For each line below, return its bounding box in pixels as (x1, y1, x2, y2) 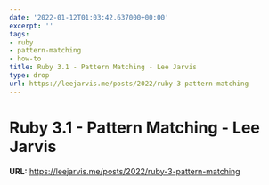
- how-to (9, 54, 42, 63)
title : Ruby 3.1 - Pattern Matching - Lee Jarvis (9, 63, 198, 72)
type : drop (9, 71, 50, 80)
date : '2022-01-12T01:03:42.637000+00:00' (9, 12, 169, 22)
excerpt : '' (9, 21, 53, 30)
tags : (9, 29, 29, 38)
